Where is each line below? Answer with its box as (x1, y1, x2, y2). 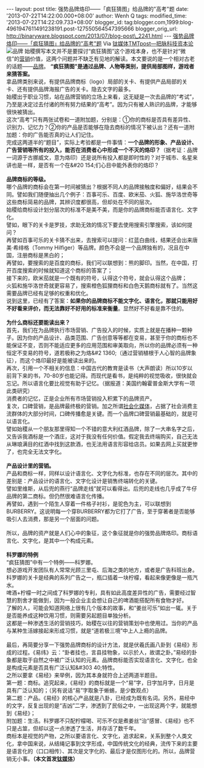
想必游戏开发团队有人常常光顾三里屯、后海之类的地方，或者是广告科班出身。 (6, 566, 198, 573)
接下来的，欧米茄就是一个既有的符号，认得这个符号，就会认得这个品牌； (6, 274, 187, 282)
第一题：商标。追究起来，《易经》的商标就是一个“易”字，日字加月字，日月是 (6, 679, 195, 686)
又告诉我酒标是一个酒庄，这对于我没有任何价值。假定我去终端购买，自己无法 (6, 433, 198, 440)
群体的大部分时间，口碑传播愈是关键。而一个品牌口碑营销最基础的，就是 (11, 410, 192, 417)
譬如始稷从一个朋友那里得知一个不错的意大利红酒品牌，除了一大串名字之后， (6, 425, 198, 432)
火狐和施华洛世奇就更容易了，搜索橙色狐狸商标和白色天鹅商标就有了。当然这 (6, 282, 198, 289)
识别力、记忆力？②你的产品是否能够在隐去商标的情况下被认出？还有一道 (6, 123, 189, 131)
